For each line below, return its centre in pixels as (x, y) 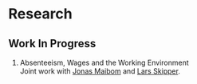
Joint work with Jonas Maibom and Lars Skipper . (100, 71)
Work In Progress (52, 44)
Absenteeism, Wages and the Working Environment (104, 62)
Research (41, 14)
